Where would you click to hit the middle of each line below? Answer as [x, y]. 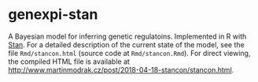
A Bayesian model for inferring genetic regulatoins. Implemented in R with [127, 36]
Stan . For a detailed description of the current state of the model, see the [127, 44]
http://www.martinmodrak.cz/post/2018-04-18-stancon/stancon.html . [121, 69]
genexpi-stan [53, 15]
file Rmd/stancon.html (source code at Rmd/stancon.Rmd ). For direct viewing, [129, 53]
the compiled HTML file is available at [69, 61]
